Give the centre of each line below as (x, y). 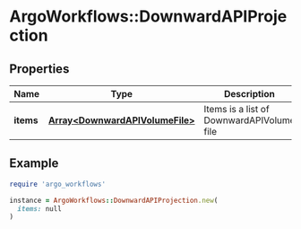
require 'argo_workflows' (57, 184)
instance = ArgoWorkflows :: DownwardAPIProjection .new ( (114, 200)
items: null (40, 208)
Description (249, 94)
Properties (39, 69)
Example (34, 163)
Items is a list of (237, 109)
